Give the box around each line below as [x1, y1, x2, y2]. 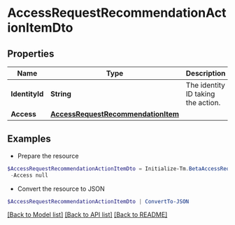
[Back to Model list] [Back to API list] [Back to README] [7, 210, 168, 219]
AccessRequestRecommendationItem [50, 109, 180, 118]
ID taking [185, 89, 215, 99]
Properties [7, 48, 55, 60]
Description [185, 69, 226, 78]
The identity [185, 81, 226, 90]
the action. [185, 98, 221, 107]
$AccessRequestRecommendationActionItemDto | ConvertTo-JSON [7, 198, 190, 205]
